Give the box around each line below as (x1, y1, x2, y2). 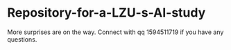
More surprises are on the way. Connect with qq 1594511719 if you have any (7, 28, 224, 36)
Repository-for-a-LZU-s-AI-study (7, 5, 206, 21)
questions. (7, 35, 37, 43)
